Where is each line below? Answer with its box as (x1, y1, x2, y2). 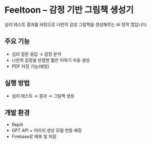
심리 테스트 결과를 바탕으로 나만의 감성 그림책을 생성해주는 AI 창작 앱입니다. (4, 21, 148, 27)
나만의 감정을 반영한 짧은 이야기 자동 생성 (11, 57, 90, 63)
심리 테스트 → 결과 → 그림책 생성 (11, 93, 75, 99)
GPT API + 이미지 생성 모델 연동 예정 (11, 127, 82, 133)
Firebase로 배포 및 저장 (11, 134, 57, 140)
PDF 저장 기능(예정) (11, 63, 50, 69)
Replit (11, 122, 23, 127)
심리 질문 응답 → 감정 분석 (11, 51, 61, 57)
